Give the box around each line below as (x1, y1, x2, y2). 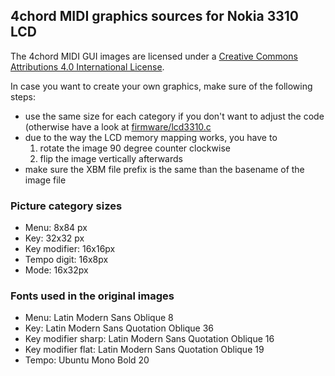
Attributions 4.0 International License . (10, 60, 165, 73)
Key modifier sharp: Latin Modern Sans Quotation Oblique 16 (24, 333, 275, 345)
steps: (10, 90, 36, 103)
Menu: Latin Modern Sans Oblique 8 (24, 312, 174, 324)
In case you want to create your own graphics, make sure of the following (10, 80, 313, 92)
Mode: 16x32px (24, 264, 89, 276)
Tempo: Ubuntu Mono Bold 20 (24, 354, 150, 366)
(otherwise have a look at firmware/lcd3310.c (24, 120, 212, 133)
